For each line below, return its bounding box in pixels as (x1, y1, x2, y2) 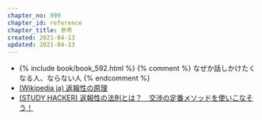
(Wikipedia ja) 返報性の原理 (18, 84, 108, 93)
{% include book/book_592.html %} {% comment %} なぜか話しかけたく (18, 64, 256, 73)
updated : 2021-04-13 (7, 41, 76, 49)
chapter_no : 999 (7, 11, 61, 20)
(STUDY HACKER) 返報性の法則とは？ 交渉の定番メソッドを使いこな (18, 93, 247, 103)
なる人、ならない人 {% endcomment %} (18, 73, 150, 83)
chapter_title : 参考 (7, 26, 73, 34)
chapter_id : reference (7, 19, 82, 27)
